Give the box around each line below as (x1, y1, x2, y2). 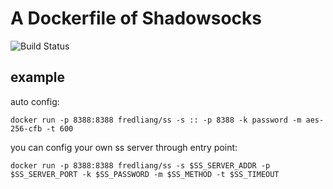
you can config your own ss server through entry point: (10, 141, 238, 153)
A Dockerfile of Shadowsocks (10, 7, 262, 30)
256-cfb (10, 123, 43, 134)
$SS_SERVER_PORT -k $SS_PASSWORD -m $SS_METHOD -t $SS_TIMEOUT (10, 169, 280, 179)
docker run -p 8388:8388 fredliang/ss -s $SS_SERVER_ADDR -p (10, 160, 271, 171)
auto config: (10, 95, 60, 107)
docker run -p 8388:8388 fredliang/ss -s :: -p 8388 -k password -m (10, 115, 302, 125)
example (10, 69, 66, 86)
